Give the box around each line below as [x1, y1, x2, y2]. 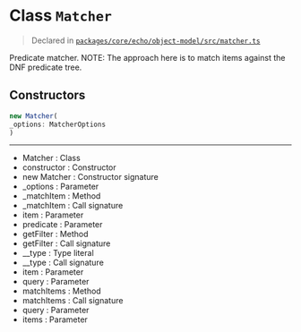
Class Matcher [9, 5, 112, 26]
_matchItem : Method [21, 191, 101, 201]
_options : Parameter [21, 181, 99, 192]
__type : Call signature [21, 257, 105, 268]
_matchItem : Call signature [21, 200, 124, 211]
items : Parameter [21, 314, 88, 325]
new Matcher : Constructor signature [21, 172, 159, 183]
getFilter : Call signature [21, 238, 111, 249]
